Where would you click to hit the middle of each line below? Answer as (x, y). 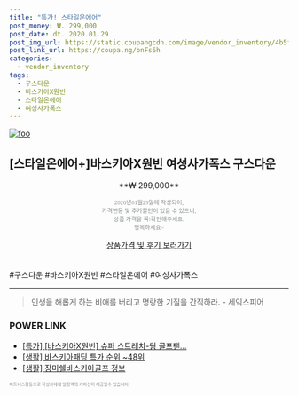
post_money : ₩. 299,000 (53, 26)
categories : (31, 59)
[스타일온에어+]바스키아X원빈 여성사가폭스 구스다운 (143, 164)
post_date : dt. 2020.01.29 (59, 34)
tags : (19, 75)
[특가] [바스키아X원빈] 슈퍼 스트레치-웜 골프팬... (104, 346)
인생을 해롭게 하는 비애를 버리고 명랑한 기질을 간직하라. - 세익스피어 (147, 302)
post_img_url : (35, 42)
